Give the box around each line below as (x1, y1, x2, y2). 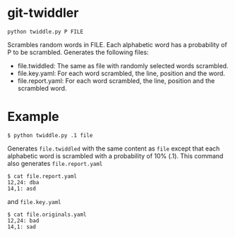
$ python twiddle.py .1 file (7, 132, 93, 139)
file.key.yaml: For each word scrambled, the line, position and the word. (17, 69, 226, 77)
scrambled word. (17, 84, 67, 92)
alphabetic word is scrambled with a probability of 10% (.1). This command (7, 151, 224, 160)
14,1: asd (7, 185, 37, 192)
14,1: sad (7, 223, 37, 230)
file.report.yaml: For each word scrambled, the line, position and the (17, 76, 215, 85)
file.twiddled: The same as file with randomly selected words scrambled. (17, 61, 229, 70)
